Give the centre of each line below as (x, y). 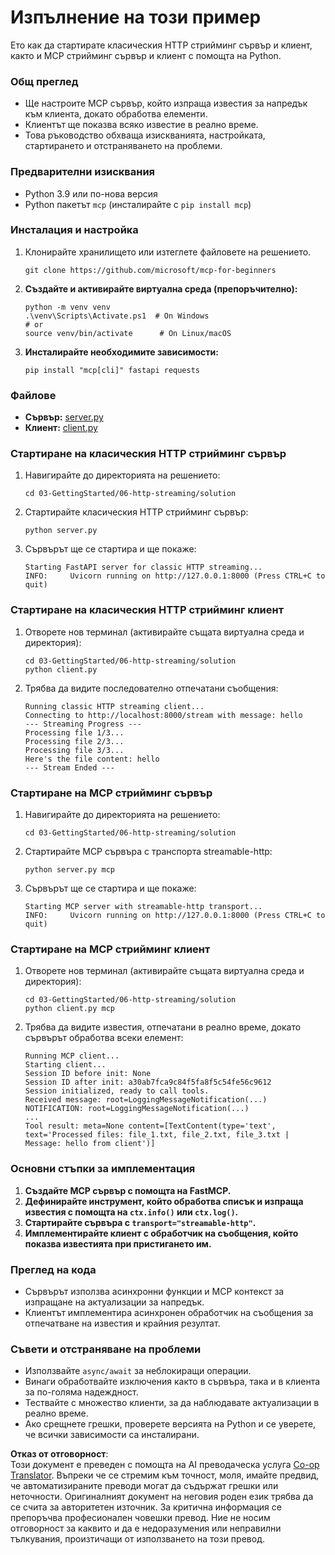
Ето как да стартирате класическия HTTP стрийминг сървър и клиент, (161, 45)
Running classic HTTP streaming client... (114, 706)
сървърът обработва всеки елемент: (104, 1038)
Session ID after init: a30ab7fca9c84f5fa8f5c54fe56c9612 (148, 1082)
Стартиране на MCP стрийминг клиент (110, 949)
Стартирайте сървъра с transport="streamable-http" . (140, 1222)
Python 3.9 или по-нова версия (91, 193)
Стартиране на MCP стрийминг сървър (111, 793)
